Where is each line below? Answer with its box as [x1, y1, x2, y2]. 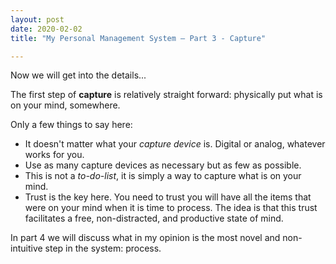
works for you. [24, 149, 85, 161]
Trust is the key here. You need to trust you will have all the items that [24, 191, 312, 203]
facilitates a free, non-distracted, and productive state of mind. [24, 212, 284, 225]
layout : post [10, 14, 65, 25]
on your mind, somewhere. [10, 99, 121, 111]
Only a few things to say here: [10, 119, 133, 131]
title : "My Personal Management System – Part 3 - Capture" [10, 33, 267, 43]
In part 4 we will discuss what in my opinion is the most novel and [10, 232, 281, 244]
